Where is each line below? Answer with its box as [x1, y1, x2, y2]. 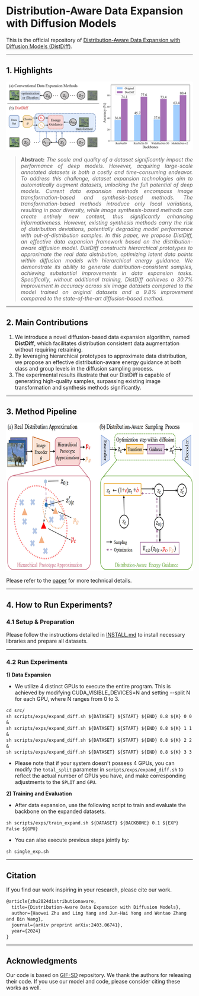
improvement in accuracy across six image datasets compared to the [20, 282, 193, 289]
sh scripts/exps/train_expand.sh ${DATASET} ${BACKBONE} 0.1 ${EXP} [6, 820, 179, 826]
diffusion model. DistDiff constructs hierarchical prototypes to [38, 244, 193, 251]
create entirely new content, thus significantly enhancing [20, 213, 193, 220]
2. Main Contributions [6, 318, 88, 328]
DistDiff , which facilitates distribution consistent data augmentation [14, 340, 179, 347]
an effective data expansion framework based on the [20, 238, 161, 245]
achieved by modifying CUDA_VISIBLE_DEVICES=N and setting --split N [14, 689, 191, 696]
